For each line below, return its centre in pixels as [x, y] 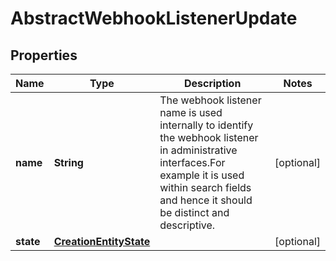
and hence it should [206, 200]
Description [212, 83]
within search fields [205, 187]
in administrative [198, 150]
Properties [44, 55]
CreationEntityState [102, 241]
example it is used [202, 175]
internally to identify [206, 125]
